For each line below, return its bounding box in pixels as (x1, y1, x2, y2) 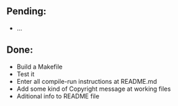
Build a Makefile (16, 62, 63, 71)
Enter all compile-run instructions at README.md (16, 77, 157, 85)
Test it (16, 69, 35, 78)
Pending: (6, 6, 47, 17)
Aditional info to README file (16, 91, 100, 100)
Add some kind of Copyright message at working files (16, 85, 171, 93)
